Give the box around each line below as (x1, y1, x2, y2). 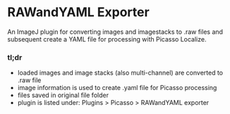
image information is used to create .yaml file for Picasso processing (17, 84, 217, 92)
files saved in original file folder (17, 91, 109, 99)
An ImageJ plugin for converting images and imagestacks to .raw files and (7, 27, 224, 36)
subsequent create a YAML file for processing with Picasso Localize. (7, 34, 207, 43)
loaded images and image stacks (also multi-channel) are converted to (17, 68, 224, 77)
